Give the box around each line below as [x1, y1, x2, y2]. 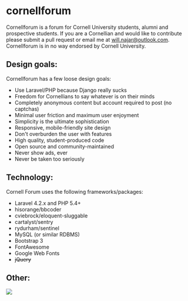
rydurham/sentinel [14, 224, 60, 231]
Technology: [6, 173, 53, 183]
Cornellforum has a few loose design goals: [6, 75, 112, 82]
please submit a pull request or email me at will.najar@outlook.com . [6, 36, 170, 43]
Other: [6, 273, 31, 283]
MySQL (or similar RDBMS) [14, 231, 80, 238]
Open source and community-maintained [14, 143, 115, 150]
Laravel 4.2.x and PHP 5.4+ [14, 199, 81, 207]
